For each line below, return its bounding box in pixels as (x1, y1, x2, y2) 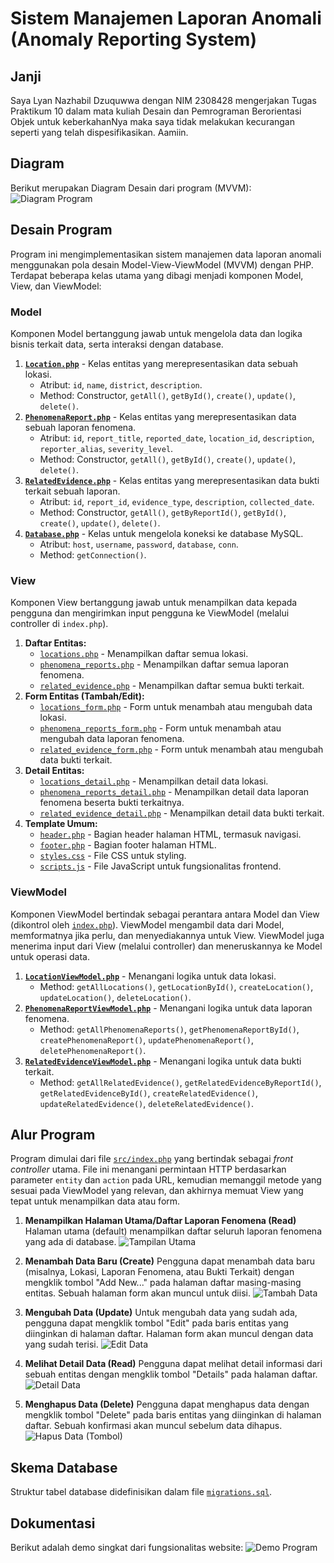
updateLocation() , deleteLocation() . (39, 991, 192, 1003)
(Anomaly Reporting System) (10, 28, 257, 51)
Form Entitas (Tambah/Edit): (24, 690, 145, 702)
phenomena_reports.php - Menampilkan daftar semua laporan (39, 658, 289, 671)
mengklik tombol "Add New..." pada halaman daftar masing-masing (24, 1277, 302, 1289)
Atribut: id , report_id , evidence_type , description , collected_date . (39, 495, 315, 507)
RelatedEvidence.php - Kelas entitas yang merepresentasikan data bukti (24, 474, 320, 486)
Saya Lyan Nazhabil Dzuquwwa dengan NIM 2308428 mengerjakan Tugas (10, 95, 317, 106)
